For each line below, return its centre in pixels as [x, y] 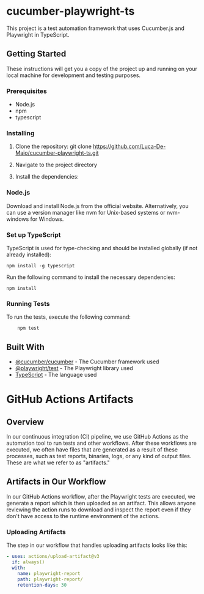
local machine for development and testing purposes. [74, 75]
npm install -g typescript [41, 265]
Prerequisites [27, 91]
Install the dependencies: [47, 177]
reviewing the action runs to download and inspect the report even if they [99, 510]
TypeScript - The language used [56, 375]
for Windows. [47, 219]
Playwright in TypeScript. [38, 34]
